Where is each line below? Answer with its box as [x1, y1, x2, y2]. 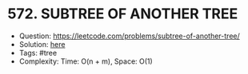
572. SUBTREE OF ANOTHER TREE [7, 5, 238, 23]
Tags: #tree [18, 48, 58, 57]
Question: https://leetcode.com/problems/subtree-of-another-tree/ [18, 31, 241, 41]
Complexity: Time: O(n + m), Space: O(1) [18, 56, 153, 66]
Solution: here [18, 39, 66, 49]
